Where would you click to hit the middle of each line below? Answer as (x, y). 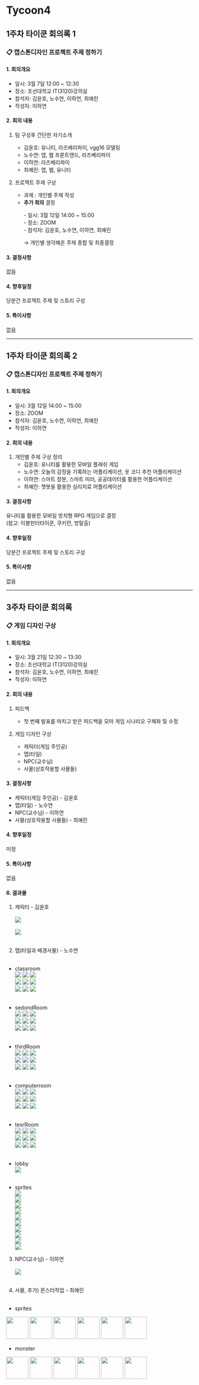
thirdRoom (27, 1047)
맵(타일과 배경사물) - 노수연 (46, 951)
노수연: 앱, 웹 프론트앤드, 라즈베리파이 (67, 154)
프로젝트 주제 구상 (35, 182)
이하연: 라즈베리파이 (46, 162)
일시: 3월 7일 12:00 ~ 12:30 (47, 83)
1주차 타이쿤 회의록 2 (42, 356)
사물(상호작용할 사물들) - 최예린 (51, 820)
